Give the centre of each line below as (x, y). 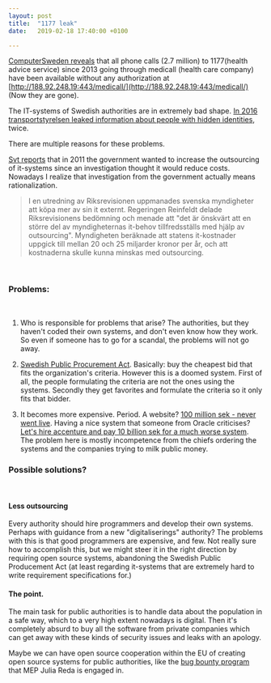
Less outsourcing (38, 506)
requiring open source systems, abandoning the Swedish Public (115, 558)
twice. (19, 128)
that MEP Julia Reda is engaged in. (66, 670)
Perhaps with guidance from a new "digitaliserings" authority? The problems (136, 532)
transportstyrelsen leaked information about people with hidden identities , (131, 120)
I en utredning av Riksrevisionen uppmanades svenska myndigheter (141, 201)
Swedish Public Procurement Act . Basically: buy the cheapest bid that (136, 364)
